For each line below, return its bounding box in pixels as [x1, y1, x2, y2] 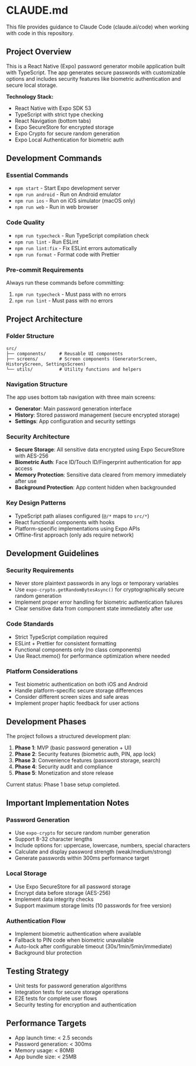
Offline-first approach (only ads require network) [14, 531, 134, 538]
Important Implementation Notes [6, 798, 130, 808]
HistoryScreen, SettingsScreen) [6, 361, 86, 367]
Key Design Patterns [6, 499, 66, 507]
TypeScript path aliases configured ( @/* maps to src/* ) [14, 512, 150, 519]
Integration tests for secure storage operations [14, 988, 129, 995]
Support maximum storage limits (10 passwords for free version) [14, 901, 172, 909]
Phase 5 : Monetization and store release [14, 769, 114, 776]
